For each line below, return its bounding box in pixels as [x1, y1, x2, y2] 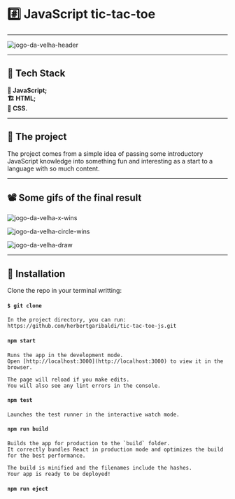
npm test [7, 397, 33, 404]
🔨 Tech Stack [7, 68, 66, 80]
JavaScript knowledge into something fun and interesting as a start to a [7, 157, 213, 165]
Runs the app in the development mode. [7, 352, 124, 359]
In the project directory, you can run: [7, 317, 127, 324]
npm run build [7, 426, 49, 433]
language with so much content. [7, 164, 100, 173]
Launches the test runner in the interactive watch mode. [7, 411, 180, 418]
